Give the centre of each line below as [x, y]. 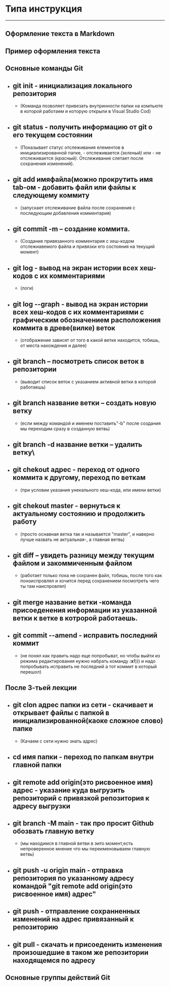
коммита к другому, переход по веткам [79, 478]
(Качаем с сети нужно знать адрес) [59, 741]
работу [25, 522]
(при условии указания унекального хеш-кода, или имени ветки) [91, 490]
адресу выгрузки [41, 806]
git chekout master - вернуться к [66, 506]
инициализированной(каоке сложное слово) [88, 721]
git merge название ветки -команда [72, 602]
